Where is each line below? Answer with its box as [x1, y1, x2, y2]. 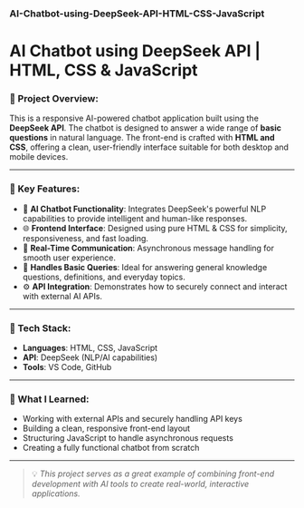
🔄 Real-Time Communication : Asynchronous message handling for [22, 242, 274, 253]
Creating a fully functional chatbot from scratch [22, 443, 200, 454]
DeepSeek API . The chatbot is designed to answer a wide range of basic [9, 122, 282, 133]
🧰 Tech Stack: [9, 321, 71, 334]
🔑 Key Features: [9, 182, 81, 195]
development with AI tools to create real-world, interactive [31, 479, 250, 490]
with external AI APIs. [22, 290, 102, 301]
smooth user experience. [22, 252, 116, 263]
